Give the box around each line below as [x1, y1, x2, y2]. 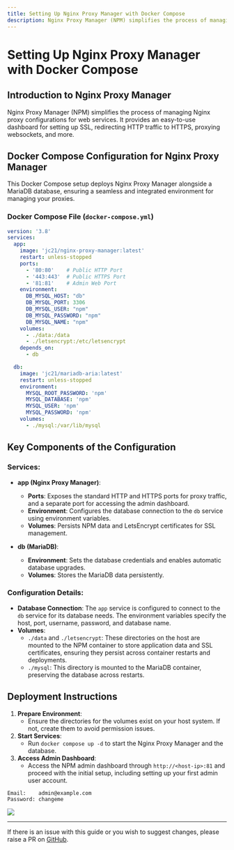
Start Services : [17, 731, 62, 740]
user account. [27, 776, 68, 784]
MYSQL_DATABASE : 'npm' [25, 396, 92, 403]
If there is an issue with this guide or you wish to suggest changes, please [7, 828, 219, 836]
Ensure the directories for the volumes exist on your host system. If [27, 717, 221, 725]
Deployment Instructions [7, 691, 118, 703]
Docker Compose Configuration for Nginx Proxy [7, 150, 219, 162]
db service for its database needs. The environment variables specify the [17, 611, 226, 620]
